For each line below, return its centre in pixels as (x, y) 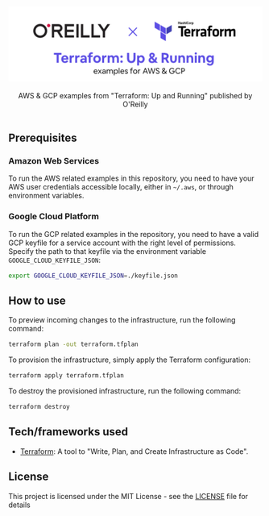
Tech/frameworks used (68, 432)
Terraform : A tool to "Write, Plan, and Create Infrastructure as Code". (134, 451)
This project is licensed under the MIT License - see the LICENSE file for (128, 496)
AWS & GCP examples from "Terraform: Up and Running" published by (135, 95)
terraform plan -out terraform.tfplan (73, 344)
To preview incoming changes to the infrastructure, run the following (122, 320)
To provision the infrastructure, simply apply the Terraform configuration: (130, 360)
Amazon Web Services (54, 160)
